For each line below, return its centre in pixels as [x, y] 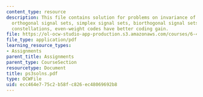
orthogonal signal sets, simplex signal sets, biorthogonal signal [98, 23]
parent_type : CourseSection [42, 62]
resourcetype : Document [36, 68]
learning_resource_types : [39, 46]
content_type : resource [36, 12]
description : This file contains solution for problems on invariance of [101, 17]
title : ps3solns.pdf [32, 74]
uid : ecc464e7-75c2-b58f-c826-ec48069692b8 [62, 85]
